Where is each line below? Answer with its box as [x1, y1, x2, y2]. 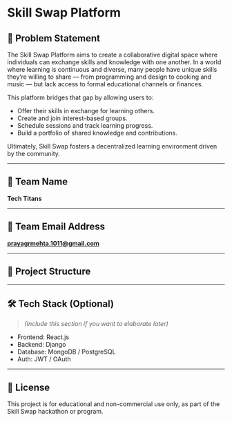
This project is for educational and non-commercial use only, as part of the [7, 400, 220, 408]
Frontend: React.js [17, 333, 70, 341]
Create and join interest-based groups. [17, 114, 128, 122]
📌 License [7, 381, 50, 393]
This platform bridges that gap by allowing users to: [7, 93, 154, 102]
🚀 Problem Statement [7, 32, 101, 44]
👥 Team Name [7, 176, 68, 188]
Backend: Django [17, 341, 66, 349]
